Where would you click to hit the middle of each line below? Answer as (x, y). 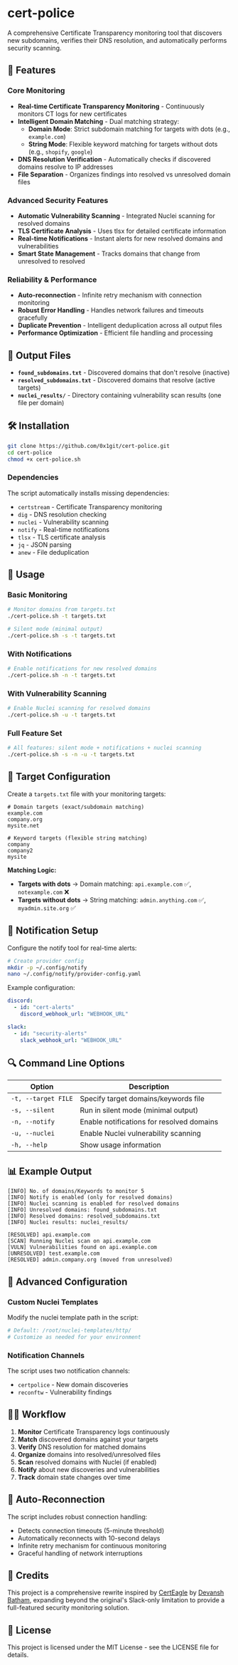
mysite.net (23, 825)
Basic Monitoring (37, 595)
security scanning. (34, 48)
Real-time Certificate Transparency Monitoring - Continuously (111, 106)
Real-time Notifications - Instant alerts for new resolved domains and (120, 238)
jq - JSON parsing (45, 544)
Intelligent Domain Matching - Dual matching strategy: (98, 121)
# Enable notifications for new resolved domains (82, 669)
